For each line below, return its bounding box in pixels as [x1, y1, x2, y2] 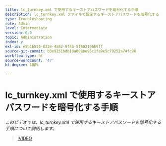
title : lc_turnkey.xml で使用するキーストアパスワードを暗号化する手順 [5, 7, 139, 12]
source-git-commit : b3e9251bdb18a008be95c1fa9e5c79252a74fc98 [5, 49, 136, 53]
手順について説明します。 [5, 126, 57, 132]
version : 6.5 [5, 30, 32, 35]
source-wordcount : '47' [5, 58, 55, 63]
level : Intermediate [5, 26, 48, 31]
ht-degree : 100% [5, 62, 39, 67]
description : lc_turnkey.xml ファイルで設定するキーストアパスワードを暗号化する [5, 12, 160, 17]
